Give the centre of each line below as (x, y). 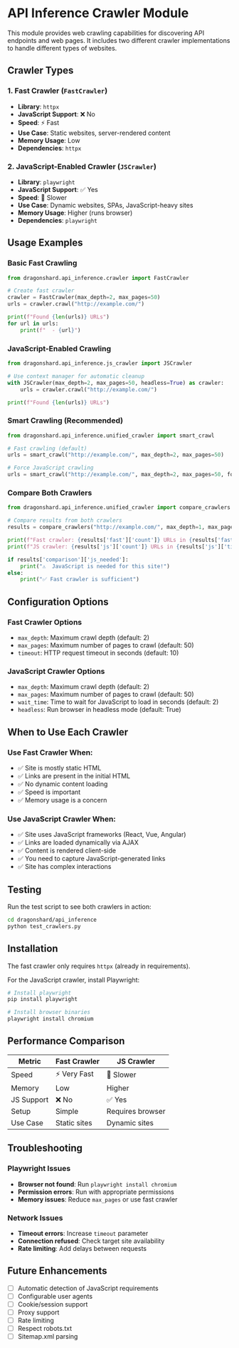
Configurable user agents (55, 1296)
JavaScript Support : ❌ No (57, 114)
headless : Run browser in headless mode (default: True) (99, 710)
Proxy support (38, 1312)
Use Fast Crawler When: (50, 753)
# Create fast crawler (41, 291)
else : (15, 573)
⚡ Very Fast (75, 1074)
